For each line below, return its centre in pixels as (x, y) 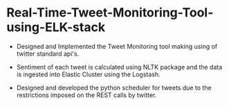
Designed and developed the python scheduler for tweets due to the (114, 87)
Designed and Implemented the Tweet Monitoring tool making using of (117, 46)
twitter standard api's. (48, 54)
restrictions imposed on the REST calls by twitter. (86, 95)
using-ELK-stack (56, 27)
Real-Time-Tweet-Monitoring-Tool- (110, 13)
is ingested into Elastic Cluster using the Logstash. (88, 74)
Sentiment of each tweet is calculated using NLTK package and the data (119, 67)
